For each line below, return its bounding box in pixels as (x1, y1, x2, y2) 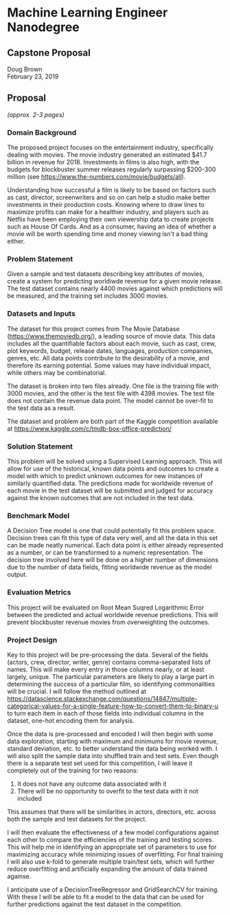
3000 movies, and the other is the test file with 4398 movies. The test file (7, 389, 215, 397)
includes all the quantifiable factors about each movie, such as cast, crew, (7, 339, 216, 347)
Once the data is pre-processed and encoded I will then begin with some (7, 729, 214, 738)
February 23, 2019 (7, 72, 59, 80)
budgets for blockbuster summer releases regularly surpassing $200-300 (7, 165, 216, 173)
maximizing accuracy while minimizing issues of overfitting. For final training (7, 850, 223, 858)
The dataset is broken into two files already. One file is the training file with (7, 382, 218, 390)
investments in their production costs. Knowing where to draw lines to (7, 201, 205, 209)
